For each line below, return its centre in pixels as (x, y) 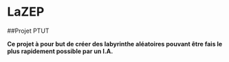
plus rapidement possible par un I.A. (60, 51)
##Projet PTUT (28, 31)
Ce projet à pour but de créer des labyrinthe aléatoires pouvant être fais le (115, 44)
